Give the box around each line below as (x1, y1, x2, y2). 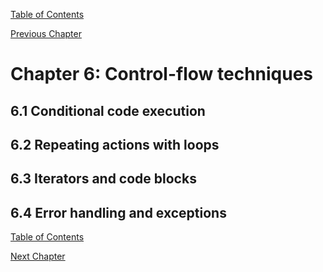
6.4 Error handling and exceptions (10, 204, 227, 221)
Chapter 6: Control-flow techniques (10, 63, 314, 86)
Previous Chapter (10, 28, 82, 39)
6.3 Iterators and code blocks (10, 170, 197, 188)
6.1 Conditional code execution (10, 102, 206, 119)
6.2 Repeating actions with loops (10, 136, 220, 153)
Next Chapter (10, 250, 66, 263)
